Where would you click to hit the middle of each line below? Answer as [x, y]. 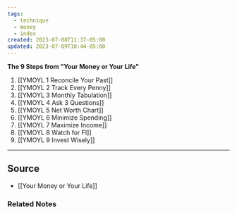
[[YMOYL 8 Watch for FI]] [54, 132]
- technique [31, 20]
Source [24, 169]
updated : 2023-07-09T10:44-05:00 [56, 46]
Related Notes [32, 203]
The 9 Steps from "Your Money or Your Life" [73, 67]
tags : [15, 14]
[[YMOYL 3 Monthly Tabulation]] [65, 95]
